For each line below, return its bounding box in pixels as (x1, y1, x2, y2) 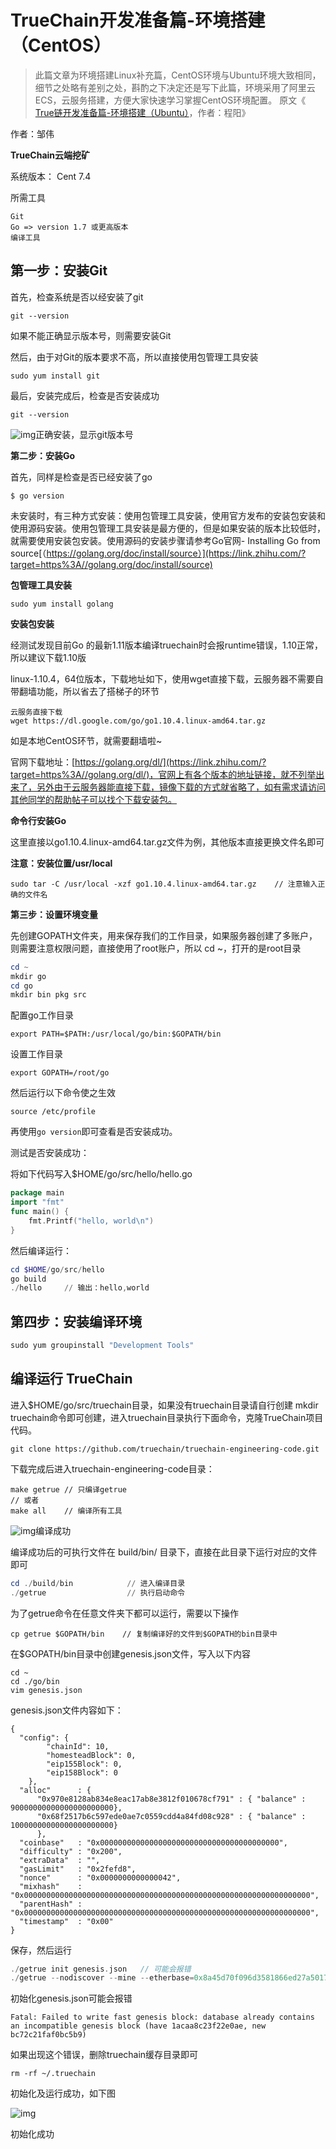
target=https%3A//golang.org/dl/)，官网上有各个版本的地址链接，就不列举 (10, 768, 317, 780)
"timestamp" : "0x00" (19, 1916, 114, 1926)
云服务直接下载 (10, 707, 63, 717)
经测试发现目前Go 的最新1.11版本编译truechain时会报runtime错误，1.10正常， (10, 639, 324, 651)
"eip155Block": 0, (46, 1759, 123, 1769)
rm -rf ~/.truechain (10, 2069, 97, 2079)
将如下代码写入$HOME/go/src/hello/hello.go (10, 1168, 193, 1180)
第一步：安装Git (10, 262, 108, 280)
